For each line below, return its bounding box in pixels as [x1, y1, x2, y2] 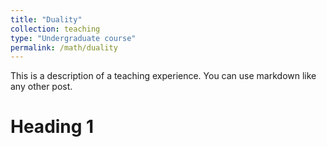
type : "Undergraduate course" [10, 33, 137, 43]
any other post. [10, 81, 73, 93]
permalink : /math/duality [10, 42, 118, 53]
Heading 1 [10, 116, 95, 138]
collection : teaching [10, 24, 101, 34]
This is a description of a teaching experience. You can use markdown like [10, 70, 317, 82]
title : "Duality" [10, 14, 83, 25]
